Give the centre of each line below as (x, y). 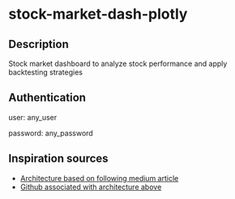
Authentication (47, 98)
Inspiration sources (58, 159)
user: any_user (33, 117)
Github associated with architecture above (91, 187)
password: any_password (51, 133)
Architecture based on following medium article (99, 178)
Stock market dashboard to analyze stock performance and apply (118, 63)
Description (38, 44)
